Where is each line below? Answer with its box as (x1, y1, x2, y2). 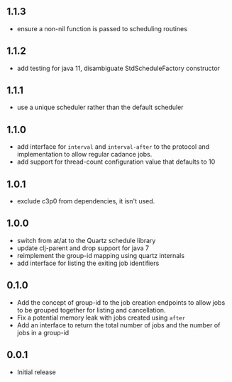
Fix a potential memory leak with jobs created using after (16, 313, 186, 322)
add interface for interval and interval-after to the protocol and (16, 142, 210, 151)
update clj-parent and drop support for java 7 (16, 244, 150, 252)
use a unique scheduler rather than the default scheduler (16, 103, 184, 112)
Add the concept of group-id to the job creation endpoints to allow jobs (16, 298, 226, 307)
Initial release (16, 368, 56, 376)
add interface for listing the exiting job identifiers (16, 259, 160, 267)
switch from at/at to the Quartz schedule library (16, 236, 156, 245)
